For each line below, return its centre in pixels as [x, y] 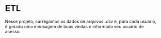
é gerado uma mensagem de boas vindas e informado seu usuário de [74, 26]
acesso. [13, 31]
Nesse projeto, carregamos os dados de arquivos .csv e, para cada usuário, [81, 21]
